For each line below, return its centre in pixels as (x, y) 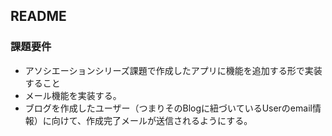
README (38, 16)
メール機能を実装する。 (73, 95)
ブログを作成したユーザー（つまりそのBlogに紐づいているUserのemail (168, 108)
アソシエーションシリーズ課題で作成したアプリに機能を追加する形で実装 (173, 70)
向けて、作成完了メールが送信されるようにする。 (152, 120)
